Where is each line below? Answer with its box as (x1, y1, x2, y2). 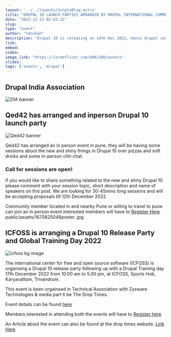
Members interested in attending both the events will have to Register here (5, 311, 162, 317)
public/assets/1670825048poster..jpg (5, 214, 84, 220)
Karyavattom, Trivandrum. (5, 276, 60, 282)
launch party (5, 119, 47, 127)
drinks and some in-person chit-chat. (5, 153, 83, 159)
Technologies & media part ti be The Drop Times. (5, 291, 108, 297)
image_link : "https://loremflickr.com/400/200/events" (5, 54, 124, 60)
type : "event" (5, 26, 36, 31)
